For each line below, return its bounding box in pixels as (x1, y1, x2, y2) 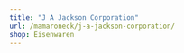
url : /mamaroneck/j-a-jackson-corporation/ (9, 22, 176, 31)
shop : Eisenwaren (9, 30, 75, 39)
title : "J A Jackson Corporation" (9, 13, 140, 22)
